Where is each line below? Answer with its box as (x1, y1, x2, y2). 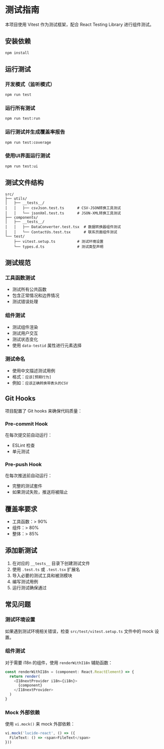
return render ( (9, 674, 41, 679)
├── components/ (5, 215, 38, 220)
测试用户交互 (12, 330, 38, 336)
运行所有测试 (5, 105, 36, 112)
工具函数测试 (5, 274, 36, 281)
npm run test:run (5, 116, 41, 121)
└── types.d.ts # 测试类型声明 (14, 244, 103, 249)
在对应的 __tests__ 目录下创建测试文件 (12, 560, 90, 566)
